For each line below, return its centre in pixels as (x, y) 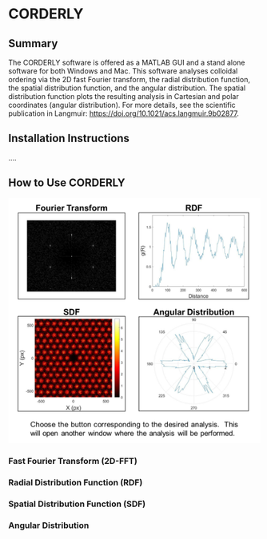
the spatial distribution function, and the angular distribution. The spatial (127, 88)
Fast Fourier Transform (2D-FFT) (73, 462)
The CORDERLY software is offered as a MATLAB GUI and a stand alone (127, 62)
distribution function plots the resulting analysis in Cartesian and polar (124, 96)
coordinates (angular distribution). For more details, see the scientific (122, 105)
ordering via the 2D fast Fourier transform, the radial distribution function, (129, 79)
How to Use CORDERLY (67, 183)
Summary (33, 44)
